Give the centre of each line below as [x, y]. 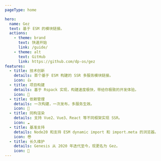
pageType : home [21, 10]
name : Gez [19, 24]
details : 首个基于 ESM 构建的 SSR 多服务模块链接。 [64, 76]
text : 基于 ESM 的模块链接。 [37, 28]
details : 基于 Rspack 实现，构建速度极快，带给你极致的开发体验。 [76, 90]
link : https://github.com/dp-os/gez [57, 61]
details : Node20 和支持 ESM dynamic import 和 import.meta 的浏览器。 [86, 132]
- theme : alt [28, 52]
